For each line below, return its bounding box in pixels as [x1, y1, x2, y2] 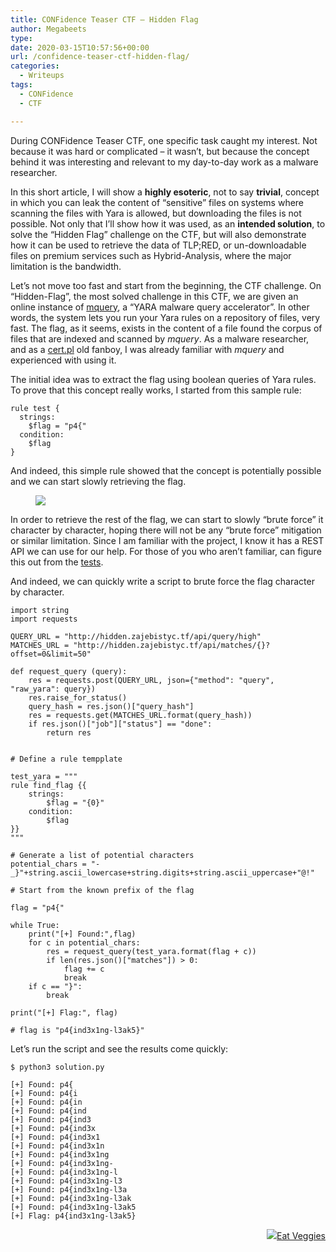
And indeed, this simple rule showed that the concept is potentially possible [10, 464, 322, 476]
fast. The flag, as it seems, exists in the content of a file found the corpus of [10, 322, 323, 334]
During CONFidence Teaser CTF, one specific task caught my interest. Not [10, 134, 318, 146]
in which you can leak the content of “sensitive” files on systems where [10, 196, 305, 208]
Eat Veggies [276, 1229, 326, 1241]
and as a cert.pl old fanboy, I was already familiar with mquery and [10, 343, 285, 355]
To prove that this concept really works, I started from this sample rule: [10, 384, 302, 396]
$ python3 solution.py [10, 1062, 105, 1072]
